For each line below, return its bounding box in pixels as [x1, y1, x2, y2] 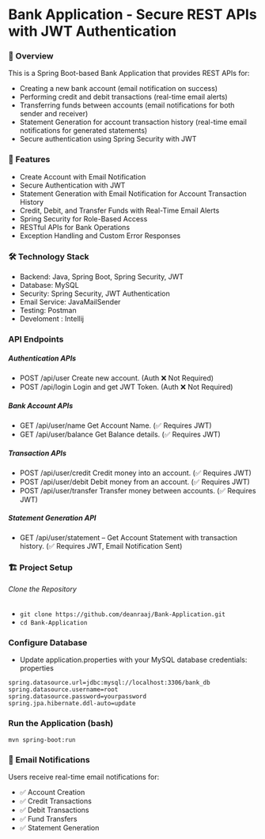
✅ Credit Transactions [19, 796, 93, 806]
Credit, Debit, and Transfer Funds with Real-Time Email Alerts [19, 206, 220, 215]
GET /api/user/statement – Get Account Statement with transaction [19, 532, 237, 542]
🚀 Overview [8, 51, 54, 62]
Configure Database [8, 637, 88, 648]
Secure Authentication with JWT [19, 180, 126, 190]
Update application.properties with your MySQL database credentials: [19, 655, 248, 665]
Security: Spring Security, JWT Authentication [19, 289, 170, 298]
